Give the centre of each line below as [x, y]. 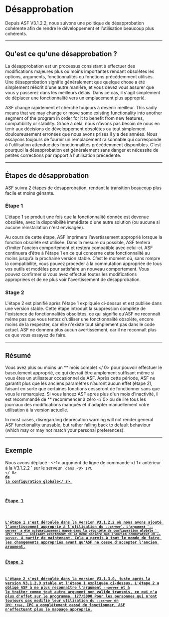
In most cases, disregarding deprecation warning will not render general [79, 419]
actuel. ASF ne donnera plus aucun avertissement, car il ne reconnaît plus [81, 330]
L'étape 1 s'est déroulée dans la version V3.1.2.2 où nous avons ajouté [84, 523]
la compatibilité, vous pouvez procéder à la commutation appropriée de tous [84, 264]
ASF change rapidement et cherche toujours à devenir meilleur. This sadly [81, 107]
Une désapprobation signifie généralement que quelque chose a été [75, 82]
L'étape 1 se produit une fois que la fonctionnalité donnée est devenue [77, 217]
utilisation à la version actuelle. [37, 410]
